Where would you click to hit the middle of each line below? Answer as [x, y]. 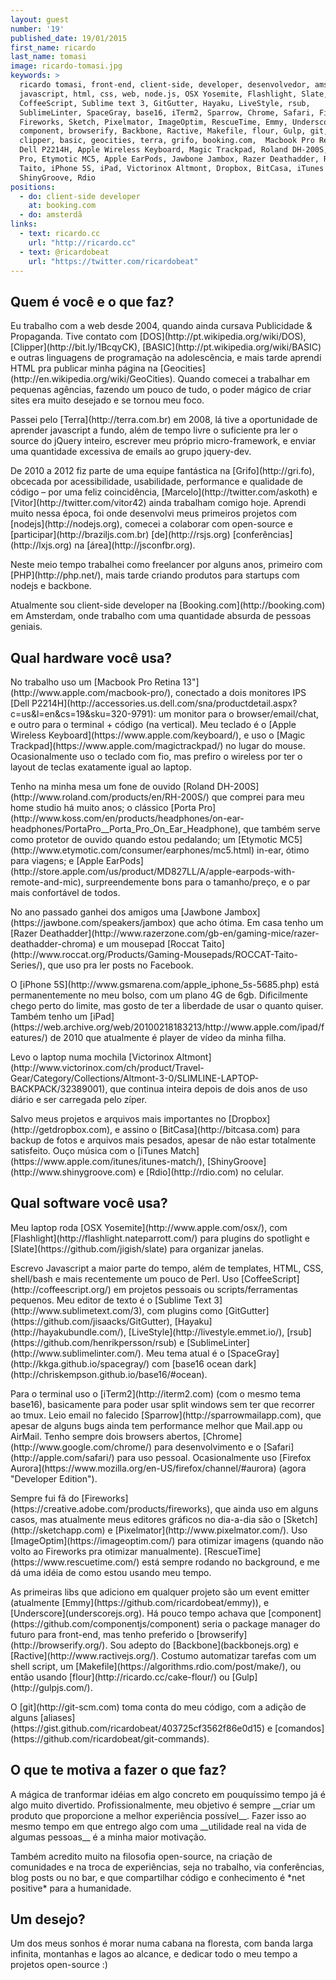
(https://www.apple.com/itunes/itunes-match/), [107, 1161]
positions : [33, 187]
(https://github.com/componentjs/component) [105, 1623]
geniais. [26, 627]
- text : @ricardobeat [64, 252]
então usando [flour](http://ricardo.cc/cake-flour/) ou [120, 1677]
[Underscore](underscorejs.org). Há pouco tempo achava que [138, 1613]
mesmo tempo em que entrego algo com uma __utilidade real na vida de [158, 1826]
